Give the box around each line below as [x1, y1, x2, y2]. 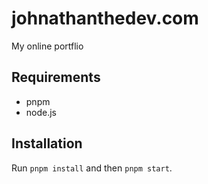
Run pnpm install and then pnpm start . [11, 162, 173, 174]
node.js [25, 106, 58, 118]
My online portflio [11, 40, 84, 52]
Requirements [11, 69, 101, 86]
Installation [11, 135, 83, 152]
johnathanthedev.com [11, 7, 199, 30]
